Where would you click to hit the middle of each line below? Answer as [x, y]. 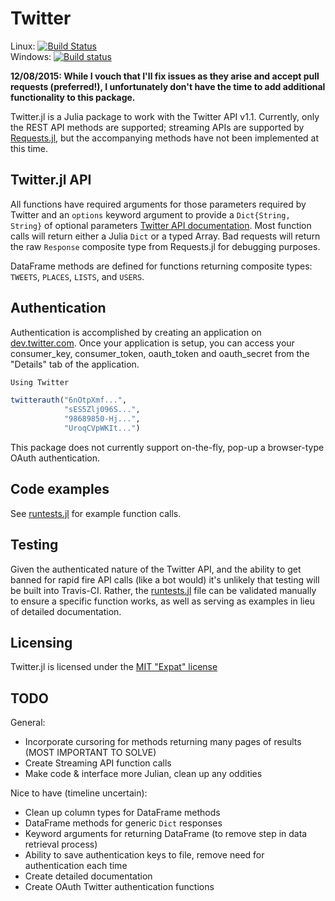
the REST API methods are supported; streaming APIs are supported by [157, 127]
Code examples [60, 489]
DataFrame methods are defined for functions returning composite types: [161, 266]
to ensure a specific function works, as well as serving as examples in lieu [162, 601]
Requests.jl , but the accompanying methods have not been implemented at [165, 138]
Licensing [41, 642]
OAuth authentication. [55, 458]
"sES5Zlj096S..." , [102, 410]
